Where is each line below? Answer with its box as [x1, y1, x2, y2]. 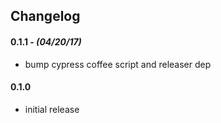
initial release [24, 103, 80, 115]
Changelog [10, 8, 81, 25]
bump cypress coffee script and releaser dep [24, 58, 212, 70]
